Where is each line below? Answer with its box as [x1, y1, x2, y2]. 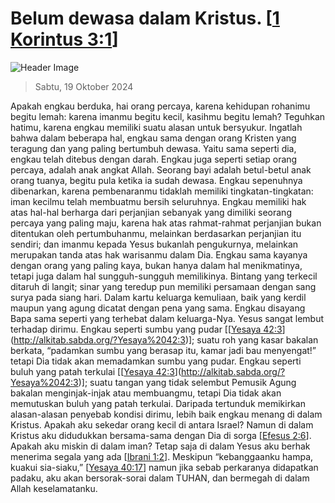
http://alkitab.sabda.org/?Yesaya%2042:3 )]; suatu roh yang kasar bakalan [13, 333, 319, 346]
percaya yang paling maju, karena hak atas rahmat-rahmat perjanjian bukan [10, 217, 322, 229]
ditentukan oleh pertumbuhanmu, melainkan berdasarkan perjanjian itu [10, 227, 302, 239]
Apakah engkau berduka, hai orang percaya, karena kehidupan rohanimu [10, 100, 311, 112]
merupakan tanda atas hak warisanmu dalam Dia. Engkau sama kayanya [10, 248, 308, 261]
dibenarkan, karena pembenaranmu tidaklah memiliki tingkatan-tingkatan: [10, 185, 314, 197]
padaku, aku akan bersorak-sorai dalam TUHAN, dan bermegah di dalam [10, 472, 310, 484]
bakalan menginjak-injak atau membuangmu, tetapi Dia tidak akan [10, 387, 282, 399]
